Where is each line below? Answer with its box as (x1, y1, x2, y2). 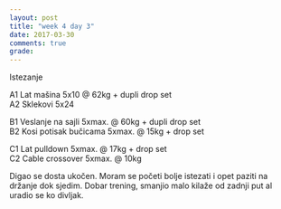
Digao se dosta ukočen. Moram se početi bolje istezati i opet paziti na (9, 171, 268, 182)
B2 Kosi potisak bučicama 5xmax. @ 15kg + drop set (9, 126, 205, 137)
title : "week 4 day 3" (9, 22, 95, 31)
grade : (9, 47, 34, 56)
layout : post (9, 13, 59, 23)
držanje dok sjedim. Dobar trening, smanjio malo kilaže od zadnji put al (9, 180, 273, 191)
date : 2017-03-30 (9, 30, 75, 39)
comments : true (9, 38, 67, 48)
